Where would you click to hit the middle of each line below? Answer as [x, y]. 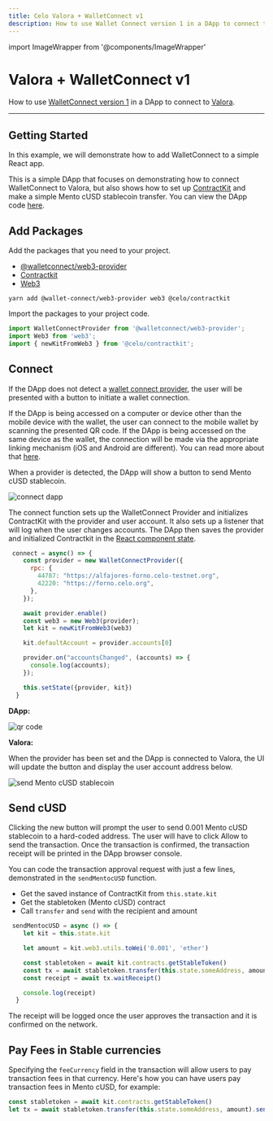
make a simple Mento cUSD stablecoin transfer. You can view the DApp [128, 197]
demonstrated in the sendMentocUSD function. [82, 878]
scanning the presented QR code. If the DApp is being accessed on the [127, 430]
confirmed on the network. [53, 1025]
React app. [26, 164]
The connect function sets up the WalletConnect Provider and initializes [128, 512]
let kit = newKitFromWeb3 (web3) [78, 628]
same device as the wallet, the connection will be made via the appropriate [134, 439]
